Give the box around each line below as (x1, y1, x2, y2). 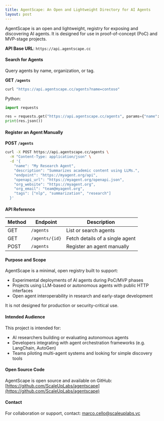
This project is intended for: (5, 325, 62, 331)
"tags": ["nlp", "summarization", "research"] (14, 191, 111, 196)
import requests (5, 105, 38, 110)
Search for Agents (5, 57, 43, 63)
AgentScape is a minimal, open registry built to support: (5, 268, 118, 274)
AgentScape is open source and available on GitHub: (5, 378, 112, 384)
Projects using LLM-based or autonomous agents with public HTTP (12, 282, 149, 288)
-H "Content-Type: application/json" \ (9, 154, 92, 159)
